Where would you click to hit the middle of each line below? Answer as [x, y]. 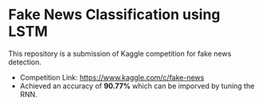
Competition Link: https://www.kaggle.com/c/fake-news [112, 77]
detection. [25, 62]
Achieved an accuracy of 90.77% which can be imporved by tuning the [137, 86]
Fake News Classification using [114, 15]
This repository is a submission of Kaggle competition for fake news [120, 53]
